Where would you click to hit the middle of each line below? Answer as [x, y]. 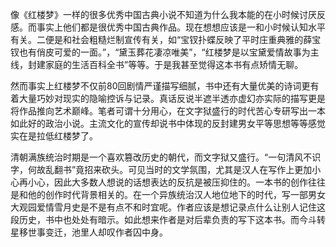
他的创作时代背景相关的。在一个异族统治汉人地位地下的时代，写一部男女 [176, 194]
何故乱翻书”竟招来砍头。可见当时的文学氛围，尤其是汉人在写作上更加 [170, 169]
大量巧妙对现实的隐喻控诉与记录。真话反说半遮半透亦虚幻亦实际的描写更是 [172, 98]
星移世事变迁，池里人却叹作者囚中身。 [89, 232]
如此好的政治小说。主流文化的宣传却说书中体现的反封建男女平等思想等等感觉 [168, 123]
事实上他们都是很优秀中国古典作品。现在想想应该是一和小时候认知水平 [181, 27]
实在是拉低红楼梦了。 [54, 136]
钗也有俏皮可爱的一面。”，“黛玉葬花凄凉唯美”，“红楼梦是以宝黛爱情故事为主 [165, 52]
